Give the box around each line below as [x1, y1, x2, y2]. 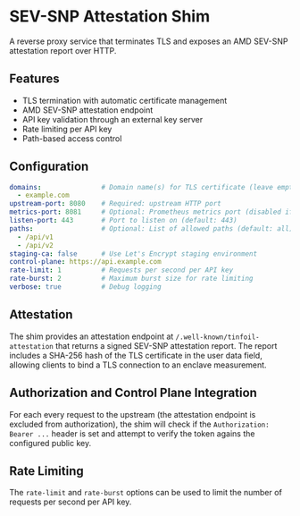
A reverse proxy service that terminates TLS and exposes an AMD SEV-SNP [9, 36, 288, 47]
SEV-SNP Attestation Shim [9, 6, 211, 27]
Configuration [9, 159, 89, 174]
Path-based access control [21, 132, 122, 144]
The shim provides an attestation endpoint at [9, 331, 174, 342]
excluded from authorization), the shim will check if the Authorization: [9, 419, 270, 429]
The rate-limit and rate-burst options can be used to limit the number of [9, 487, 283, 498]
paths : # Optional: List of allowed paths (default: [9, 224, 274, 233]
